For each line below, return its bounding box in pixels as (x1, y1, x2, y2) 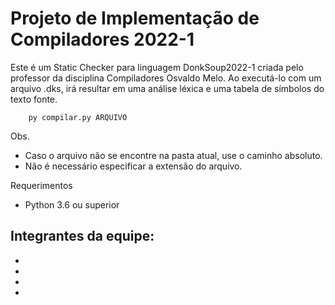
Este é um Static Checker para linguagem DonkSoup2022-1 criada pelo (10, 61, 304, 73)
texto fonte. (10, 93, 58, 105)
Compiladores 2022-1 (10, 28, 195, 51)
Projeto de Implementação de (10, 7, 260, 30)
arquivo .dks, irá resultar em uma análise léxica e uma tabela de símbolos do (10, 82, 325, 94)
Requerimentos (10, 179, 73, 191)
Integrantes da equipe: (10, 228, 155, 245)
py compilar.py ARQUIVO (28, 112, 128, 122)
